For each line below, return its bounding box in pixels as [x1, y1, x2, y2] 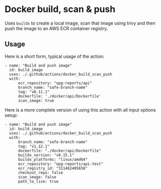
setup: [4, 112, 18, 118]
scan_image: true [17, 98, 54, 103]
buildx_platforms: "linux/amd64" [17, 157, 88, 162]
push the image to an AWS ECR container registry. [4, 25, 108, 31]
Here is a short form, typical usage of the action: [4, 53, 104, 59]
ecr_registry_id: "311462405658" [17, 165, 88, 171]
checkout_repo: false [17, 170, 63, 175]
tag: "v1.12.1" [17, 144, 50, 149]
